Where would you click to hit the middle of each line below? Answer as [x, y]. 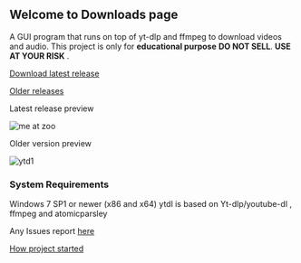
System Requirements [59, 184]
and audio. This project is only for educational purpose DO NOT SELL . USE [150, 46]
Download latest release [54, 73]
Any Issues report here [52, 231]
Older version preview [51, 143]
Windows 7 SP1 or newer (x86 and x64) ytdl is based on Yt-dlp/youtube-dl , [151, 204]
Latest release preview [52, 108]
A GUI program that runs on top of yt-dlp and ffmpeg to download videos [146, 36]
